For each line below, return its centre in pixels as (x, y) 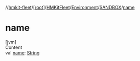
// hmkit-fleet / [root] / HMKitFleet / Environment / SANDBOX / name (70, 7)
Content (14, 47)
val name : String (22, 52)
